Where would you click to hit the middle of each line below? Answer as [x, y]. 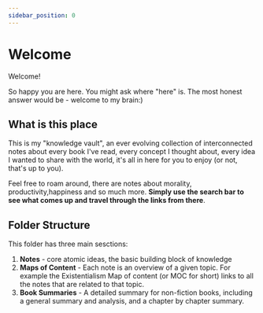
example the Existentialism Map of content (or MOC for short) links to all [137, 276]
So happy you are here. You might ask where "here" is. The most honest [125, 91]
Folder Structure [49, 225]
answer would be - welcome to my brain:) [76, 100]
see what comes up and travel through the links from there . [107, 201]
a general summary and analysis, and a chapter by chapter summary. [132, 301]
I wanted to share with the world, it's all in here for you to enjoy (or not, [123, 160]
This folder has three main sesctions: [68, 244]
